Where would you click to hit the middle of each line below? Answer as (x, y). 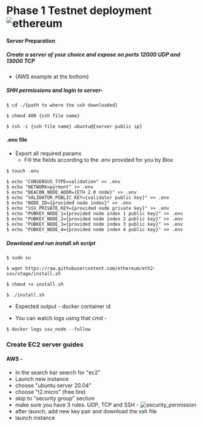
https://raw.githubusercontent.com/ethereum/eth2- (90, 268)
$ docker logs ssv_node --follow (49, 329)
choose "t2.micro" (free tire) (50, 392)
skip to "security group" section (55, 399)
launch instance (35, 418)
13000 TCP (21, 61)
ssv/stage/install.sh (34, 274)
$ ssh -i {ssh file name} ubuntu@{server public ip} (74, 126)
